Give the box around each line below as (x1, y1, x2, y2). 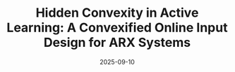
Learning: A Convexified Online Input (6, 20, 228, 36)
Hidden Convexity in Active (35, 5, 199, 21)
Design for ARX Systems (43, 35, 191, 50)
